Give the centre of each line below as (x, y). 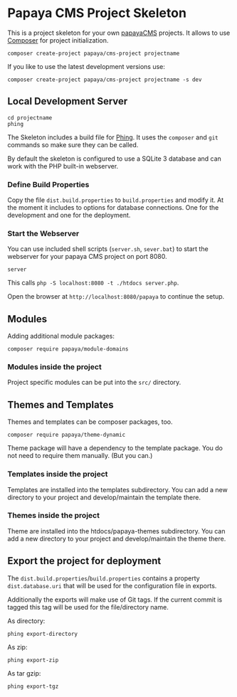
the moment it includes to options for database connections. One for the (113, 208)
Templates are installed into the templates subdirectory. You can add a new (117, 489)
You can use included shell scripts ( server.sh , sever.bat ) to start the (108, 249)
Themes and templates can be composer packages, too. (90, 422)
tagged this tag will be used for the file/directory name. (88, 607)
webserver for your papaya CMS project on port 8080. (87, 257)
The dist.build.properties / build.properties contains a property (104, 578)
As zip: (17, 647)
